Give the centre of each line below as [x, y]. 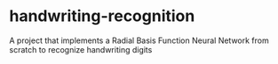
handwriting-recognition [102, 16]
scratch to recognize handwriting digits [81, 49]
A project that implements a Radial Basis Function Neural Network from [139, 40]
